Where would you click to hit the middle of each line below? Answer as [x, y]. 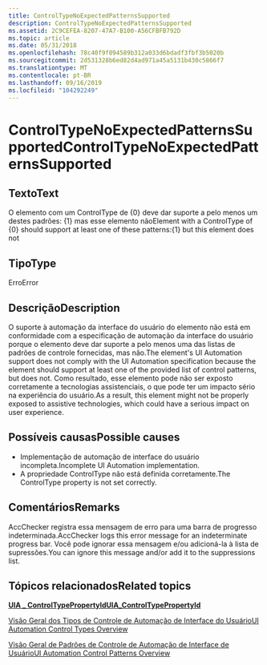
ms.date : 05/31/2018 [43, 46]
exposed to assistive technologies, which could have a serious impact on [129, 404]
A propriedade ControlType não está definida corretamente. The [125, 474]
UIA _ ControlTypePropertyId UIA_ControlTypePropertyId [105, 605]
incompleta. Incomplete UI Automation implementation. [110, 465]
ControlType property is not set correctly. [89, 482]
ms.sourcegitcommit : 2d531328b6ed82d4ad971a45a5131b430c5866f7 [116, 61]
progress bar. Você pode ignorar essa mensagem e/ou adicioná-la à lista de [133, 544]
